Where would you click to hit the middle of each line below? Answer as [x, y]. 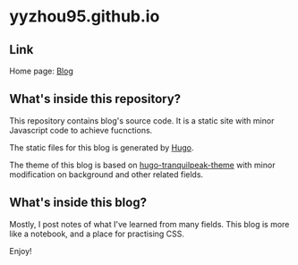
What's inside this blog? [78, 203]
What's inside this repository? [95, 99]
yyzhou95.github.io [85, 17]
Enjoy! [21, 251]
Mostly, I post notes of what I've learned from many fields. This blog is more [149, 224]
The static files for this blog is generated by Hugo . [102, 147]
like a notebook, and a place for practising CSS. [97, 234]
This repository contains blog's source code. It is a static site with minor [142, 120]
